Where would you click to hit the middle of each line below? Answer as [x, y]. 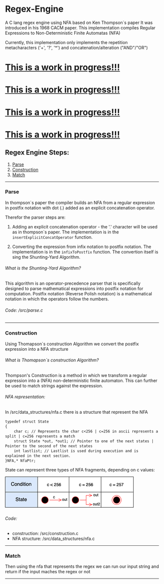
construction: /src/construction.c [45, 534]
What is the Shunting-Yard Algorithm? [43, 268]
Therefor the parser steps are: [35, 217]
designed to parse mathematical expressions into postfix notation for [74, 289]
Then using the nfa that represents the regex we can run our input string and [82, 566]
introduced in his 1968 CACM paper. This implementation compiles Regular [80, 27]
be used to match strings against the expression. [54, 385]
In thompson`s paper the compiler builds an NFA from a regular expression [80, 202]
